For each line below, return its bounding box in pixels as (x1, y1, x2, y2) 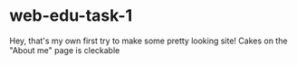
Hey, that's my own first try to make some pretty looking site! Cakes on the (9, 35, 288, 46)
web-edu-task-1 (9, 5, 133, 26)
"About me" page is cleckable (9, 44, 120, 55)
